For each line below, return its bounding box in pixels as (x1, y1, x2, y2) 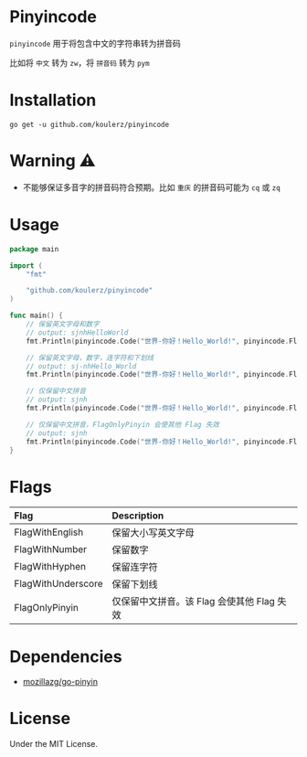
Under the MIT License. (9, 739, 99, 750)
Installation (9, 90, 97, 111)
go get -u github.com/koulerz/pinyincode (9, 120, 170, 129)
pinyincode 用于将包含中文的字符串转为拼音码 (9, 37, 181, 48)
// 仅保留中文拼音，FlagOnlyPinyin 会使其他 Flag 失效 (26, 420, 219, 429)
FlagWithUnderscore (14, 578, 103, 591)
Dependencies (9, 646, 122, 666)
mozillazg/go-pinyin (22, 677, 99, 688)
